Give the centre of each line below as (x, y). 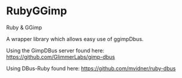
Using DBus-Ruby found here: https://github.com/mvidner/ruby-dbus (91, 68)
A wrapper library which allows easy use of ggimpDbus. (75, 39)
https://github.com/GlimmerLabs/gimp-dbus (61, 57)
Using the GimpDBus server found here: (55, 50)
